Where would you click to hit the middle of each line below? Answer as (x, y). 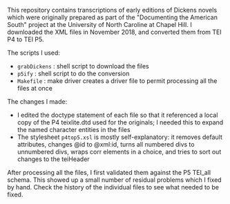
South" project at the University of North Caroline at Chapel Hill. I (99, 25)
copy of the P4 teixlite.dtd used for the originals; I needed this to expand (120, 122)
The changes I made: (37, 102)
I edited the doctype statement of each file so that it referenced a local (117, 115)
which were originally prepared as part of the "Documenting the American (112, 17)
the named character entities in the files (74, 130)
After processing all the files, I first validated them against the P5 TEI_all (109, 173)
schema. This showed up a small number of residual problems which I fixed (115, 180)
